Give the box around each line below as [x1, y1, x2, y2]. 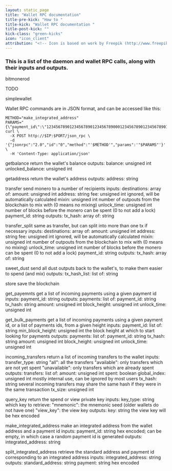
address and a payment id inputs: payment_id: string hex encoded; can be [5, 428, 162, 434]
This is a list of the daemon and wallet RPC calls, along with [5, 57, 156, 65]
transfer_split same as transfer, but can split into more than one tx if [5, 223, 148, 229]
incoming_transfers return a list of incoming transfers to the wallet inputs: [5, 354, 160, 360]
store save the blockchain [5, 281, 60, 287]
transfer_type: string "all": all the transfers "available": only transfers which [5, 359, 163, 366]
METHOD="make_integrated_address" [5, 116, 79, 121]
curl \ [5, 129, 19, 134]
